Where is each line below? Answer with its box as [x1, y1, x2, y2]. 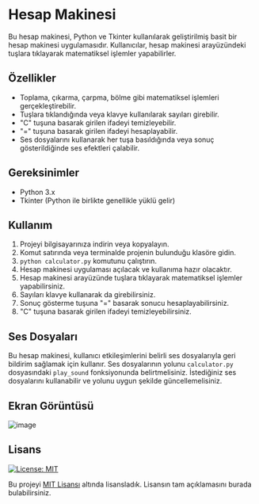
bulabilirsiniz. [8, 487, 51, 497]
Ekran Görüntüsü [8, 399, 94, 413]
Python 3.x [19, 187, 55, 197]
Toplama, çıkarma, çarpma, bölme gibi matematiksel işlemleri [19, 93, 219, 102]
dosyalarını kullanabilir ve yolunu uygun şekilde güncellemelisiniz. [8, 376, 223, 386]
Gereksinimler [8, 166, 80, 180]
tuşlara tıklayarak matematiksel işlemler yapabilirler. [8, 48, 177, 58]
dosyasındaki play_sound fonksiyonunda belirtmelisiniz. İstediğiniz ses [8, 368, 237, 377]
